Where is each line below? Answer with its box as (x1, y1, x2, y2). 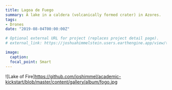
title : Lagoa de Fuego (5, 7, 54, 13)
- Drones (5, 21, 24, 27)
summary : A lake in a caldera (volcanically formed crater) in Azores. (5, 12, 161, 17)
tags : (5, 17, 17, 22)
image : (5, 50, 19, 55)
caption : (10, 54, 29, 59)
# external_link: (5, 40, 42, 46)
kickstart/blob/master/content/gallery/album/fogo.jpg (5, 79, 118, 85)
